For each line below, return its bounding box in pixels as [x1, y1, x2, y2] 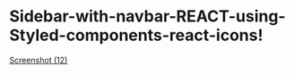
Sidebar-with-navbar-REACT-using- [9, 6, 286, 27]
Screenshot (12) [9, 54, 68, 65]
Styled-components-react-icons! [9, 25, 264, 45]
